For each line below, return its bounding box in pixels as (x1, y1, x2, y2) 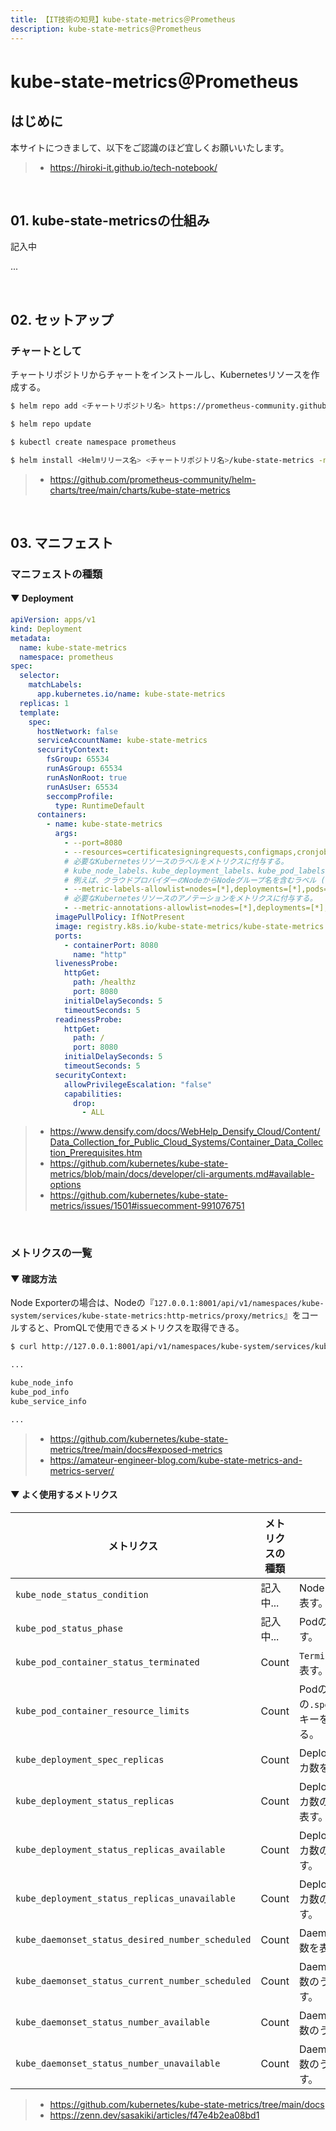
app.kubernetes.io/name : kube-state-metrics (36, 689, 226, 700)
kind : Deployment (10, 624, 83, 634)
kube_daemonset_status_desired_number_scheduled (15, 1934, 252, 1945)
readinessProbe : (54, 1014, 123, 1025)
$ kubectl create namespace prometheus (10, 437, 177, 447)
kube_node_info (10, 1378, 74, 1388)
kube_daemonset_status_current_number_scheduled (15, 1975, 252, 1986)
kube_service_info (10, 1396, 87, 1406)
